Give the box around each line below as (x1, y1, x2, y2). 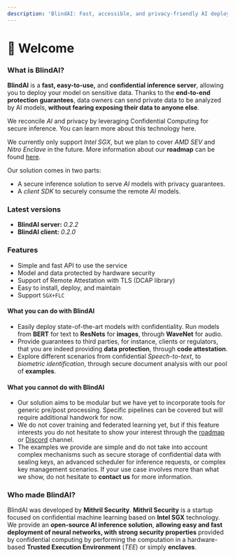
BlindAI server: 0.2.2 (17, 221, 79, 229)
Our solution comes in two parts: (7, 166, 101, 175)
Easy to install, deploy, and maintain (17, 284, 121, 292)
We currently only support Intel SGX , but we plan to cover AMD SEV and (7, 138, 215, 147)
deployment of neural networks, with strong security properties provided (7, 528, 224, 536)
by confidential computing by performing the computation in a (7, 536, 187, 544)
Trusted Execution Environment (27, 543, 121, 552)
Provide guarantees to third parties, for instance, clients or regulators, (17, 337, 218, 346)
